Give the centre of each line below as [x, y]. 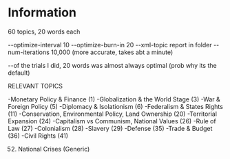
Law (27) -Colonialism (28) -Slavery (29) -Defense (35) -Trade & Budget [110, 128]
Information [42, 13]
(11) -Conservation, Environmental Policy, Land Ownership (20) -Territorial [113, 114]
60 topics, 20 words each [44, 32]
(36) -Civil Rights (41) [38, 136]
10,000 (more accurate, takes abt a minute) [112, 52]
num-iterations [29, 52]
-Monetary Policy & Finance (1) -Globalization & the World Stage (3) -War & [114, 99]
